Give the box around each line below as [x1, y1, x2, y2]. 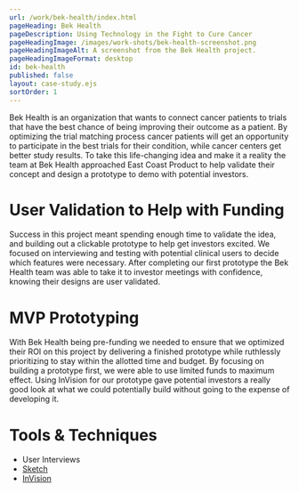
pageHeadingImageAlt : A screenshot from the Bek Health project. [9, 46, 256, 55]
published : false [9, 71, 74, 80]
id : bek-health [9, 63, 66, 72]
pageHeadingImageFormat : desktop [9, 54, 133, 63]
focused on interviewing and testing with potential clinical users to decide [9, 248, 279, 259]
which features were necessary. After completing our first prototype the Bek [9, 257, 289, 268]
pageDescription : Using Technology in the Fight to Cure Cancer [9, 29, 253, 38]
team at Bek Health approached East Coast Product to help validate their [9, 159, 276, 170]
